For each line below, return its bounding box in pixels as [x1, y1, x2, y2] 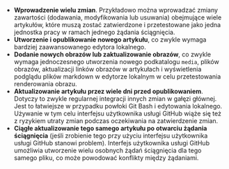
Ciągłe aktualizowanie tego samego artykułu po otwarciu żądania [13, 124, 207, 132]
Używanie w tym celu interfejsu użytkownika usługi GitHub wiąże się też [13, 109, 221, 118]
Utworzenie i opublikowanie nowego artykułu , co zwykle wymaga [13, 35, 207, 44]
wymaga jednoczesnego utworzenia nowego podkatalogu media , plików [13, 58, 219, 65]
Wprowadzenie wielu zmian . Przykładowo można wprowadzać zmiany [13, 6, 218, 14]
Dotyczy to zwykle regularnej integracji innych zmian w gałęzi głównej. [13, 95, 217, 103]
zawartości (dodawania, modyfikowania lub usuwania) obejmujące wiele [13, 13, 222, 22]
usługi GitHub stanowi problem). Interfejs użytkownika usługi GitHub [13, 139, 210, 147]
